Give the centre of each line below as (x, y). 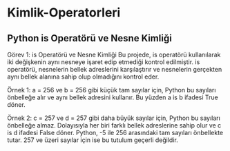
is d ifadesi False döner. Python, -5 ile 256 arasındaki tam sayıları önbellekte (115, 133)
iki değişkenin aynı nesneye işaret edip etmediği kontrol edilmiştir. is (104, 62)
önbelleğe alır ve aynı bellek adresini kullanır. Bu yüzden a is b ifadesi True (113, 97)
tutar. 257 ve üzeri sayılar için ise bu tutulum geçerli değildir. (93, 140)
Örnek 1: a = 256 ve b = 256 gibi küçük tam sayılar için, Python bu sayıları (112, 90)
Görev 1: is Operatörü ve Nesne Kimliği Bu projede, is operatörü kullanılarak (114, 54)
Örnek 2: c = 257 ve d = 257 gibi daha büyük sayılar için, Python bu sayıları (114, 118)
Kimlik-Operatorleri (64, 13)
